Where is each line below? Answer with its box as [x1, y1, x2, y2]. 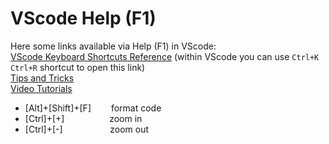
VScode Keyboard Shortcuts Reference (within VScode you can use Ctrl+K [10, 50, 320, 62]
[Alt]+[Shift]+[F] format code [24, 102, 162, 114]
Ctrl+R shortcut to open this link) [10, 61, 146, 73]
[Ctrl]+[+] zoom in [24, 112, 143, 124]
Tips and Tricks [10, 72, 75, 84]
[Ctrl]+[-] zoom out [24, 123, 150, 135]
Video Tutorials [10, 82, 73, 94]
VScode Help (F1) [10, 7, 157, 30]
